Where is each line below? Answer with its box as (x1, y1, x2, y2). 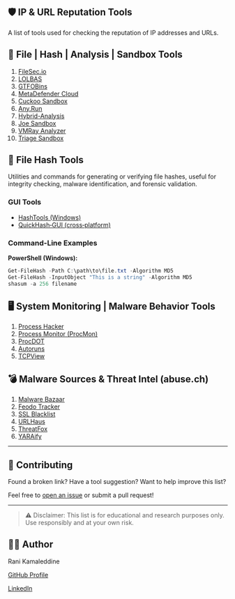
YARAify (17, 432, 43, 441)
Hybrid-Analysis (17, 112, 65, 120)
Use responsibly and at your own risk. (24, 519, 135, 527)
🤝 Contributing (8, 459, 73, 471)
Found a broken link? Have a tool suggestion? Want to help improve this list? (8, 478, 227, 486)
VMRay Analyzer (17, 126, 66, 135)
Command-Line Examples (8, 238, 98, 248)
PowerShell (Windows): (8, 254, 78, 262)
